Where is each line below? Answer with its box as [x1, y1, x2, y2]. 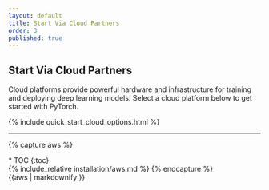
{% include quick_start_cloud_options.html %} [8, 117, 160, 127]
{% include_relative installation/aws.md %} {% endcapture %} [8, 164, 214, 174]
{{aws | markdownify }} [8, 172, 86, 182]
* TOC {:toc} [8, 156, 50, 165]
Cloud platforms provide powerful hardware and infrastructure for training [8, 85, 252, 94]
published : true [8, 34, 62, 42]
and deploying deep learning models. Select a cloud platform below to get [8, 93, 252, 103]
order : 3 [8, 26, 38, 34]
